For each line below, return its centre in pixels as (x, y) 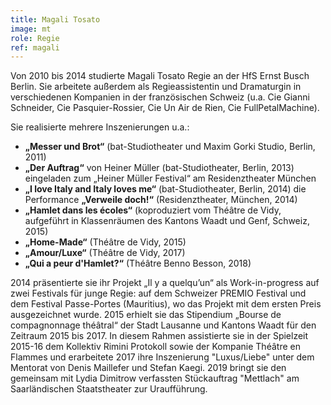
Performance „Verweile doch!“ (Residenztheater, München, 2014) (161, 200)
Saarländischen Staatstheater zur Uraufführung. (109, 389)
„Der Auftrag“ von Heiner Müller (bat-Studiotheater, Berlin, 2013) (159, 168)
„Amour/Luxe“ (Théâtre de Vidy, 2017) (105, 253)
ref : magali (35, 47)
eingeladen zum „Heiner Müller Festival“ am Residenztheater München (170, 178)
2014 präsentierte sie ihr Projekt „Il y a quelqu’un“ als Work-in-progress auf (165, 283)
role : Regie (35, 38)
